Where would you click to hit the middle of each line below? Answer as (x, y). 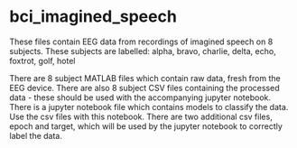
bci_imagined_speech (93, 17)
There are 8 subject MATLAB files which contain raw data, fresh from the (145, 78)
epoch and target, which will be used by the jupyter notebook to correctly (146, 126)
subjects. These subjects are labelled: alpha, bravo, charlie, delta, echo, (143, 51)
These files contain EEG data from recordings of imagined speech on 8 (141, 42)
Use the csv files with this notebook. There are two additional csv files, (141, 116)
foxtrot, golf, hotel (42, 60)
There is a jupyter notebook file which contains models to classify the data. (149, 106)
